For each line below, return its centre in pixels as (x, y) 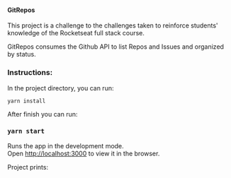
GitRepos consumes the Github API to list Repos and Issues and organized (116, 47)
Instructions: (30, 73)
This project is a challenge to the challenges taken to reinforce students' (113, 25)
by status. (22, 54)
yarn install (27, 101)
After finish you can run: (43, 114)
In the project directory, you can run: (61, 88)
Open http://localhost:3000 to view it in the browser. (84, 153)
